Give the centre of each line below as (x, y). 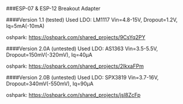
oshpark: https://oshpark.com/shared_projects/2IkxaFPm (75, 66)
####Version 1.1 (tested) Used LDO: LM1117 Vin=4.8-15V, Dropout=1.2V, (92, 20)
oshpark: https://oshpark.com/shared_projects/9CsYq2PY (76, 37)
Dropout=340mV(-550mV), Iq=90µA (50, 84)
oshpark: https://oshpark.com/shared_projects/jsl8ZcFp (73, 95)
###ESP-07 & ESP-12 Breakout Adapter (53, 8)
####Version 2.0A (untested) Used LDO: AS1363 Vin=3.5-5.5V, (82, 48)
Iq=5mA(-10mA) (25, 26)
